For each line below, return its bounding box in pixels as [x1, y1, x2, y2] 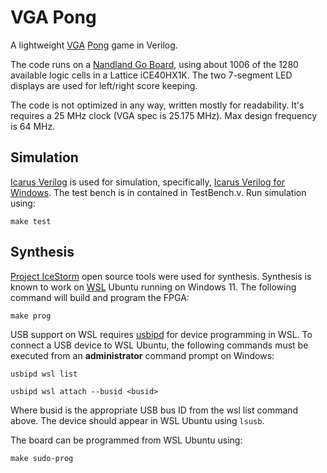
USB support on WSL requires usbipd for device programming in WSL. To [10, 328, 313, 340]
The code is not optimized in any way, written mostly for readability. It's [10, 99, 305, 111]
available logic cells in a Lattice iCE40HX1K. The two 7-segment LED [10, 69, 293, 81]
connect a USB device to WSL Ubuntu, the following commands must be [10, 339, 309, 351]
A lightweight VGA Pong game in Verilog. [10, 39, 178, 51]
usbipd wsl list [10, 369, 78, 379]
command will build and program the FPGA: [10, 291, 190, 303]
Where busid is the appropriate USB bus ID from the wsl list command [10, 404, 299, 416]
